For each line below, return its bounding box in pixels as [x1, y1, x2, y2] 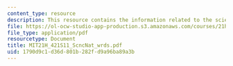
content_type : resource [7, 10, 76, 17]
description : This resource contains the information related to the [7, 16, 213, 23]
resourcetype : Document [7, 36, 76, 43]
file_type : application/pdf [7, 29, 89, 36]
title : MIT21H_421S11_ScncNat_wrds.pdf [7, 42, 123, 49]
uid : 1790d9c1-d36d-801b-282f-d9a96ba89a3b [7, 49, 135, 56]
